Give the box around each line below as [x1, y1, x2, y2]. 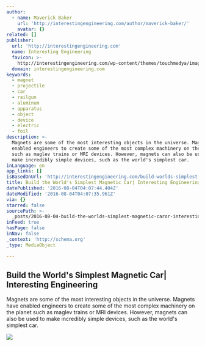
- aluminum [12, 100, 40, 106]
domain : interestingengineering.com [12, 65, 105, 72]
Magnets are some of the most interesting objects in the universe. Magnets [6, 296, 195, 303]
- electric [12, 123, 40, 129]
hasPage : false [6, 225, 45, 231]
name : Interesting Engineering [12, 49, 92, 55]
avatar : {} [17, 26, 45, 32]
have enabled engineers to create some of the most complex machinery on [6, 302, 195, 309]
